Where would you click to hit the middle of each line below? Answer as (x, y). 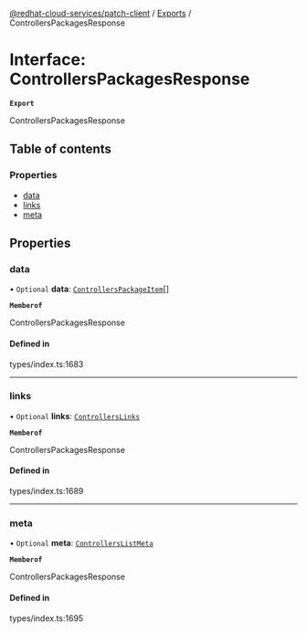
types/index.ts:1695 (47, 618)
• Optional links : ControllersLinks (74, 416)
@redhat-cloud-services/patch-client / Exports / (101, 13)
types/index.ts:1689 (47, 491)
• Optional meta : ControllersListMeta (81, 543)
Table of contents (60, 149)
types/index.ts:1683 (47, 364)
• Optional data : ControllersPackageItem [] (90, 289)
